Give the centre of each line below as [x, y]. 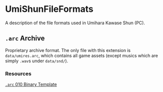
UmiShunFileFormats [49, 9]
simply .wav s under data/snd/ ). [37, 61]
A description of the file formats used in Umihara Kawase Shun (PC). [75, 23]
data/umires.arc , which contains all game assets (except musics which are [82, 55]
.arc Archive [25, 38]
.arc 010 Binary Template [31, 85]
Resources [18, 74]
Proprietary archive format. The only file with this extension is [68, 50]
